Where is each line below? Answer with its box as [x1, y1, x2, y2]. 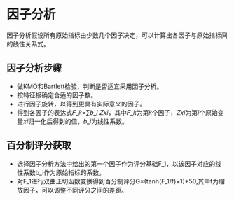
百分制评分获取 [6, 139, 71, 151]
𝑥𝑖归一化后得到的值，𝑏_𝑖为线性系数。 [22, 117, 129, 125]
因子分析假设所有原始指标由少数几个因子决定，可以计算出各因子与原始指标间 [6, 31, 228, 39]
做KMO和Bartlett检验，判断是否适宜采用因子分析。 [16, 82, 163, 90]
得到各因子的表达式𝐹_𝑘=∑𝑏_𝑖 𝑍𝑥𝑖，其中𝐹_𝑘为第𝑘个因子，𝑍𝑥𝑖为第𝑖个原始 [16, 108, 218, 116]
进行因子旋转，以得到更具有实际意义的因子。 [16, 99, 146, 108]
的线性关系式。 [6, 39, 50, 48]
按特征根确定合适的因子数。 [16, 90, 97, 99]
